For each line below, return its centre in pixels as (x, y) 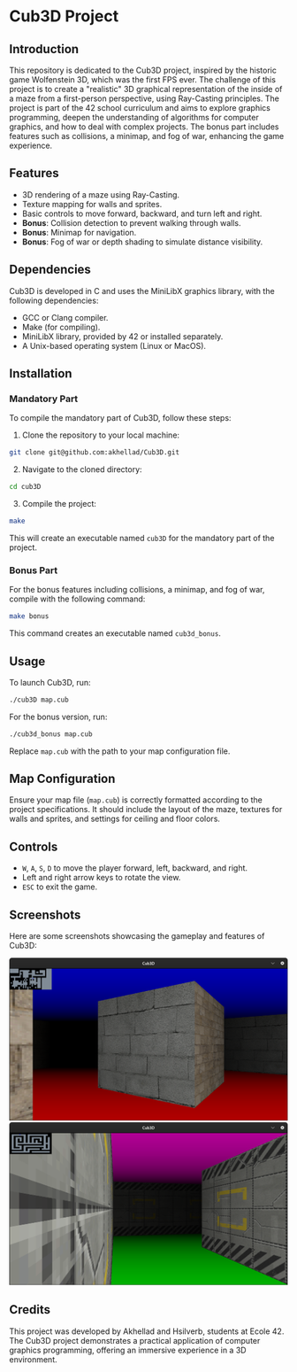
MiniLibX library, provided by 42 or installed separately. (122, 336)
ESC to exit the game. (60, 887)
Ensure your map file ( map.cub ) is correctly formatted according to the (136, 800)
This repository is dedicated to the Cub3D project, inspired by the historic (143, 70)
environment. (33, 1359)
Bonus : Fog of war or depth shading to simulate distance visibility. (142, 242)
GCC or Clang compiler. (65, 317)
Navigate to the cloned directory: (82, 469)
